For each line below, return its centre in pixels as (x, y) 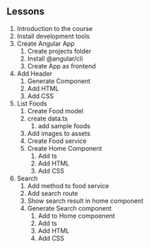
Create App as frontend (61, 66)
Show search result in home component (85, 201)
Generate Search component (70, 208)
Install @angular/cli (55, 58)
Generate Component (59, 81)
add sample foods (64, 125)
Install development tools (53, 36)
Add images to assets (59, 133)
